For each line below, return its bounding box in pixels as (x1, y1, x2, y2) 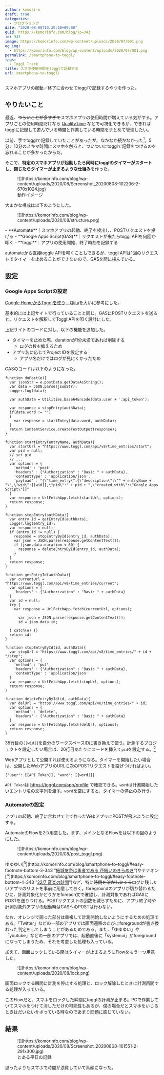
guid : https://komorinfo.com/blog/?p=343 (5, 30, 91, 35)
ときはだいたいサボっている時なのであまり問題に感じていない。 (5, 1009, 133, 1015)
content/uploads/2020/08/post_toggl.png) (17, 851, 102, 856)
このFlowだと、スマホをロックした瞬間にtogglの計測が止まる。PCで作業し (5, 997, 155, 1003)
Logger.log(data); (9, 388, 47, 394)
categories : (5, 16, 29, 21)
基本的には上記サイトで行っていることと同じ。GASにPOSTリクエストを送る (5, 310, 158, 316)
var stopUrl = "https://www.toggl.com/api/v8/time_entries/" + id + (9, 649, 152, 654)
